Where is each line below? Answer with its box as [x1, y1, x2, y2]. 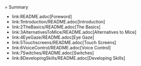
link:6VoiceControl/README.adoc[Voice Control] [11, 45, 111, 50]
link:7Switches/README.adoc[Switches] [11, 50, 94, 56]
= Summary [4, 4, 29, 10]
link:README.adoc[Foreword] [11, 14, 72, 19]
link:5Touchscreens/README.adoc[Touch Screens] [11, 40, 116, 45]
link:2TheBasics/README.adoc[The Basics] [11, 24, 101, 30]
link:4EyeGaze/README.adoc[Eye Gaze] [11, 34, 95, 40]
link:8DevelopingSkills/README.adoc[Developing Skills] [11, 55, 125, 61]
